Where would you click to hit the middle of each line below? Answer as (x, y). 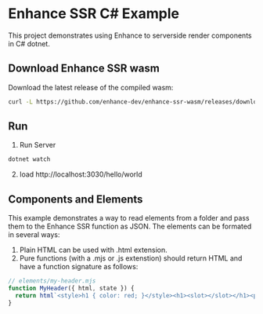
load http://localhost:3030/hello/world (81, 174)
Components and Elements (76, 199)
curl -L (21, 102)
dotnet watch (29, 159)
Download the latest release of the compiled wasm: (91, 87)
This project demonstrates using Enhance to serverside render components (130, 35)
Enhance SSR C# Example (94, 14)
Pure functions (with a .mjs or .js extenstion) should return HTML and (131, 258)
